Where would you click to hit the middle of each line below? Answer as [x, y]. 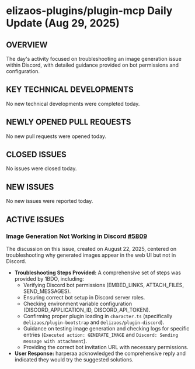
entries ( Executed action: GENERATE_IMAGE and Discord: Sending [101, 334]
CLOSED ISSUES [36, 155]
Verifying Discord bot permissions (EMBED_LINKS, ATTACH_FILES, [104, 285]
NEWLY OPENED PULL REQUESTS [69, 122]
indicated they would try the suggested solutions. [74, 359]
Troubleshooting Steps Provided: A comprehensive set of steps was [97, 273]
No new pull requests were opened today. [56, 136]
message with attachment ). [55, 341]
